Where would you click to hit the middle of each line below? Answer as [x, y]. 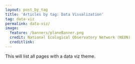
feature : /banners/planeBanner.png [47, 33]
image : [12, 28]
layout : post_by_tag [27, 10]
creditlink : [22, 42]
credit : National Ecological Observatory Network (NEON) [70, 38]
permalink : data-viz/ [28, 24]
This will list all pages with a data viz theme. [50, 56]
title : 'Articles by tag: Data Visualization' [54, 14]
